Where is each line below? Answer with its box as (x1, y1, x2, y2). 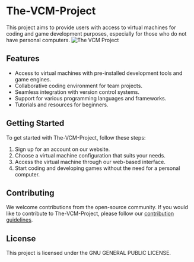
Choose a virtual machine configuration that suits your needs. (14, 151, 166, 159)
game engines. (14, 75, 52, 83)
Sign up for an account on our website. (14, 146, 110, 153)
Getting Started (6, 118, 65, 128)
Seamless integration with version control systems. (14, 88, 140, 96)
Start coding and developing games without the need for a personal (14, 165, 180, 172)
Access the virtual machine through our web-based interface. (14, 158, 166, 165)
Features (6, 53, 40, 64)
